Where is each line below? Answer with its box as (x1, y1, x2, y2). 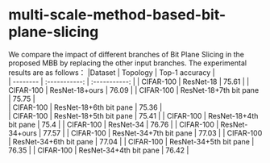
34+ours (8, 127, 38, 138)
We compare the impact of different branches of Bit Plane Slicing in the (8, 49, 244, 59)
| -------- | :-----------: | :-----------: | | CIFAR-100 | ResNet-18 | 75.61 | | (8, 77, 250, 86)
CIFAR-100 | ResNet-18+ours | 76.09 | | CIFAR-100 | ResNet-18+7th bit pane (8, 85, 260, 94)
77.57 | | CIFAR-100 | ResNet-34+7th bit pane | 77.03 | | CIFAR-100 (43, 127, 263, 138)
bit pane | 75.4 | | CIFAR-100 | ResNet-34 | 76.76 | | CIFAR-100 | (8, 119, 219, 129)
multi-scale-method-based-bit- (8, 6, 226, 24)
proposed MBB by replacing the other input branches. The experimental (8, 58, 247, 68)
